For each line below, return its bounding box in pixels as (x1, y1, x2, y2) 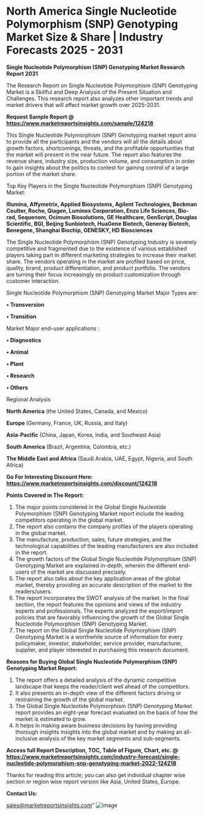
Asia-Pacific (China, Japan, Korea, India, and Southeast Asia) (6, 431, 161, 438)
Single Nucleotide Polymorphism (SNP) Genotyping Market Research (6, 63, 185, 71)
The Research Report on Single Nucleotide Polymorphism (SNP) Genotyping (6, 81, 198, 89)
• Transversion (6, 301, 44, 308)
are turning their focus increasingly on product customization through (6, 271, 181, 278)
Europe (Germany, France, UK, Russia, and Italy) (6, 419, 128, 426)
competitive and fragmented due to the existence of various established (6, 244, 188, 252)
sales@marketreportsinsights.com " (6, 802, 95, 809)
